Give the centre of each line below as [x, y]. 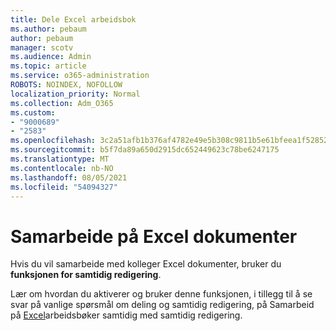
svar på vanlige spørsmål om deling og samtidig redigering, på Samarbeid [162, 305]
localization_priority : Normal [75, 94]
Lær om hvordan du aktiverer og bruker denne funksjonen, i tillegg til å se [161, 294]
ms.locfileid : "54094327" [64, 187]
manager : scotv [42, 47]
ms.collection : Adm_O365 [62, 103]
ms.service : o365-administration [80, 76]
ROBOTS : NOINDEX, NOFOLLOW [66, 85]
